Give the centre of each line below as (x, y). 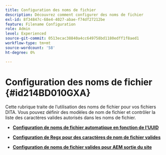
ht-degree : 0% (20, 52)
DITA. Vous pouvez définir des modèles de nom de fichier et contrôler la (80, 112)
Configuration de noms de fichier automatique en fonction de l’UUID (86, 128)
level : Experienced (26, 34)
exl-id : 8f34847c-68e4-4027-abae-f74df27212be (55, 19)
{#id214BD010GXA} (48, 93)
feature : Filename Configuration (40, 24)
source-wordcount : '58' (30, 48)
